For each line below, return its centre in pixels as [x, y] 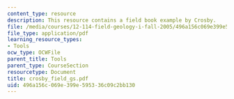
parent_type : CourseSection [48, 66]
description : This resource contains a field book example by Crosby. [112, 20]
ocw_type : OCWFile [34, 53]
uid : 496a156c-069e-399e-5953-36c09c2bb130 [71, 85]
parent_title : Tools [37, 59]
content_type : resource [42, 14]
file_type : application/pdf [48, 33]
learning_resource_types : [45, 40]
